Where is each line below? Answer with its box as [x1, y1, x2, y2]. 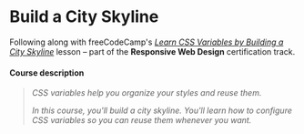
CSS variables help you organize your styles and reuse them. [31, 88, 262, 98]
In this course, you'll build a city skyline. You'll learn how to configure [31, 105, 293, 116]
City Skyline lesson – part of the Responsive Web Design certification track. [9, 46, 296, 57]
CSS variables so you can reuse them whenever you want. [31, 115, 252, 126]
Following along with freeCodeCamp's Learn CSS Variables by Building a [9, 36, 284, 47]
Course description [9, 67, 85, 78]
